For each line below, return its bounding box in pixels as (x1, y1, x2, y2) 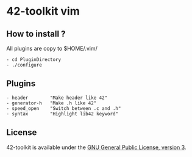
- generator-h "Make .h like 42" (6, 100, 97, 106)
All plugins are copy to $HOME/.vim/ (6, 45, 98, 52)
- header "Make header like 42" (6, 95, 108, 101)
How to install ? (6, 29, 66, 39)
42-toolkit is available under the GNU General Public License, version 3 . (6, 144, 187, 151)
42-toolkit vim (6, 4, 80, 18)
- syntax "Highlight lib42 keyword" (6, 111, 119, 117)
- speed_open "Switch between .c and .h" (6, 105, 121, 111)
